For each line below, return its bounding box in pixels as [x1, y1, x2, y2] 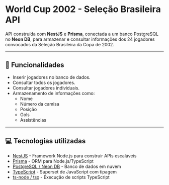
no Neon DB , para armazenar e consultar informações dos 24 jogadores [5, 36, 155, 42]
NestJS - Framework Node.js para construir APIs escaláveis [12, 152, 137, 159]
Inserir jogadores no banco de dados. [12, 74, 91, 80]
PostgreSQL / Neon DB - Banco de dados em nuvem [12, 163, 122, 169]
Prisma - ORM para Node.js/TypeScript [12, 158, 94, 164]
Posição [20, 106, 37, 112]
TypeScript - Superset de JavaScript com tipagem [12, 168, 117, 174]
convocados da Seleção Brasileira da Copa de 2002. [5, 41, 115, 47]
